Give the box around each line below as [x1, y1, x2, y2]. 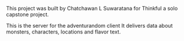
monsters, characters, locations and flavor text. [6, 28, 121, 35]
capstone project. [6, 11, 49, 18]
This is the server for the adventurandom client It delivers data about [6, 23, 173, 29]
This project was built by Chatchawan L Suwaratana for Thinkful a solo [6, 5, 178, 12]
